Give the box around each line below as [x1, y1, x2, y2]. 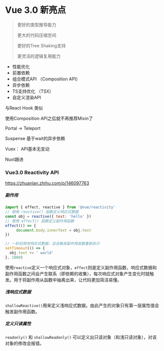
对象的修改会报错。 [5, 340, 44, 346]
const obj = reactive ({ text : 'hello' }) [5, 214, 92, 219]
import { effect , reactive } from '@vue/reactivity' [5, 205, 116, 210]
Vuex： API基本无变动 [5, 146, 50, 152]
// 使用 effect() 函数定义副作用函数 [5, 218, 74, 223]
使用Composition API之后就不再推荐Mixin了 [5, 115, 93, 121]
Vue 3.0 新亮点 [5, 4, 66, 16]
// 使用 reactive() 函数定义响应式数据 [5, 210, 79, 214]
